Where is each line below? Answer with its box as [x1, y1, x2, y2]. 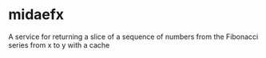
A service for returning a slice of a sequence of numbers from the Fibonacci [8, 32, 259, 41]
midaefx [8, 6, 65, 24]
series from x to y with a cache [8, 40, 110, 49]
